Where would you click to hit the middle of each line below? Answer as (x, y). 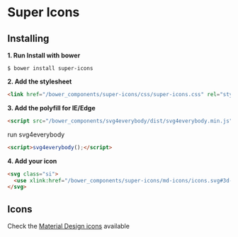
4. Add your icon (32, 161)
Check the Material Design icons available (68, 226)
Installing (28, 39)
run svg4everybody (36, 134)
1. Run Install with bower (44, 55)
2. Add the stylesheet (40, 81)
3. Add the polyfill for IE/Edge (51, 108)
